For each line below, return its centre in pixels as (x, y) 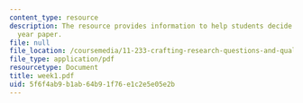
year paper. (40, 34)
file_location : (38, 51)
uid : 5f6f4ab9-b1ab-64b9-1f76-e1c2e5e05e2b (92, 84)
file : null (30, 43)
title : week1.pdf (42, 76)
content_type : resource (54, 17)
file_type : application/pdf (62, 59)
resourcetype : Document (54, 68)
